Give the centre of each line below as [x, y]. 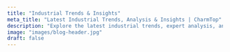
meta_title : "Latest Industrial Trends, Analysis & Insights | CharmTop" [115, 20]
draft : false [26, 38]
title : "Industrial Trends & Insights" [64, 13]
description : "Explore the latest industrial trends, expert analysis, [111, 26]
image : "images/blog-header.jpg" [55, 32]
